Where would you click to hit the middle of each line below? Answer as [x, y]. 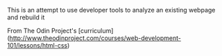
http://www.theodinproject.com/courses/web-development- [95, 38]
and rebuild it [26, 17]
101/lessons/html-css [37, 45]
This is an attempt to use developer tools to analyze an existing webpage [111, 10]
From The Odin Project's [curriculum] [60, 31]
